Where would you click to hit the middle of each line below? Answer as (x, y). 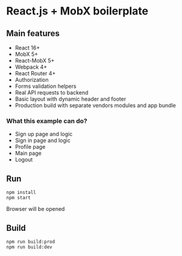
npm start (19, 198)
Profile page (30, 147)
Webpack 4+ (31, 67)
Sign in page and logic (43, 140)
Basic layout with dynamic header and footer (71, 99)
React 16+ (27, 48)
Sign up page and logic (44, 134)
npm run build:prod (31, 242)
